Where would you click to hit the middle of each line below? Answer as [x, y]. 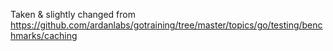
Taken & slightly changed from [73, 14]
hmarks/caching [44, 35]
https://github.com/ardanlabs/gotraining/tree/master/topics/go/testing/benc [166, 25]
